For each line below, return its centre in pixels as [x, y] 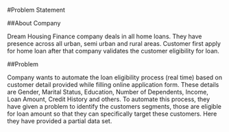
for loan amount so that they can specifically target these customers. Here [112, 114]
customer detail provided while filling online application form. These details [113, 84]
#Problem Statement [36, 10]
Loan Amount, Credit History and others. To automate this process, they [109, 99]
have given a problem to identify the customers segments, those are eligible [114, 106]
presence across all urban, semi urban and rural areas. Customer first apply [114, 43]
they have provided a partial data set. [60, 121]
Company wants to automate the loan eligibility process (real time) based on [115, 77]
